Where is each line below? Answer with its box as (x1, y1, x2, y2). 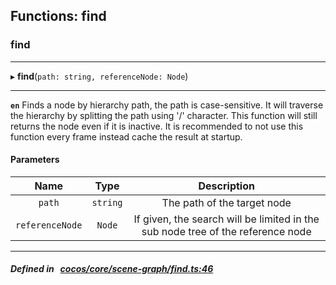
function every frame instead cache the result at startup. (10, 130, 243, 143)
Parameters (10, 154, 60, 166)
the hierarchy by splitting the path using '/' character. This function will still (10, 109, 318, 121)
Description (198, 179, 255, 193)
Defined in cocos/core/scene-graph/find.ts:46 (10, 263, 214, 275)
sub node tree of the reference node (141, 224, 312, 238)
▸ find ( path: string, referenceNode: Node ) (10, 70, 189, 82)
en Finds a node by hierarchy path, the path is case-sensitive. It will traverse (10, 99, 324, 111)
